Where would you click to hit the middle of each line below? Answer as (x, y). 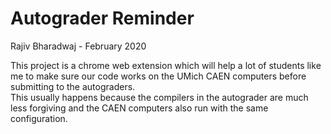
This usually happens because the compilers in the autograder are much (159, 97)
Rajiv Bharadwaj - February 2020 (78, 46)
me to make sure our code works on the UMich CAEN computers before (158, 76)
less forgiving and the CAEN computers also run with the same (139, 108)
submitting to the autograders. (73, 86)
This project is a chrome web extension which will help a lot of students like (166, 65)
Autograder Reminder (102, 18)
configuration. (39, 118)
